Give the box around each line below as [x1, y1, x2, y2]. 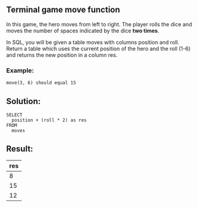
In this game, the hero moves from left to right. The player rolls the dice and [6, 20, 193, 28]
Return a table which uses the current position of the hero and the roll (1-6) [6, 45, 191, 52]
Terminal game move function [6, 5, 121, 15]
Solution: [6, 96, 41, 106]
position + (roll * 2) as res [11, 117, 87, 123]
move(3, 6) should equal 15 [6, 80, 77, 86]
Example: [6, 66, 34, 74]
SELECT [6, 112, 23, 118]
